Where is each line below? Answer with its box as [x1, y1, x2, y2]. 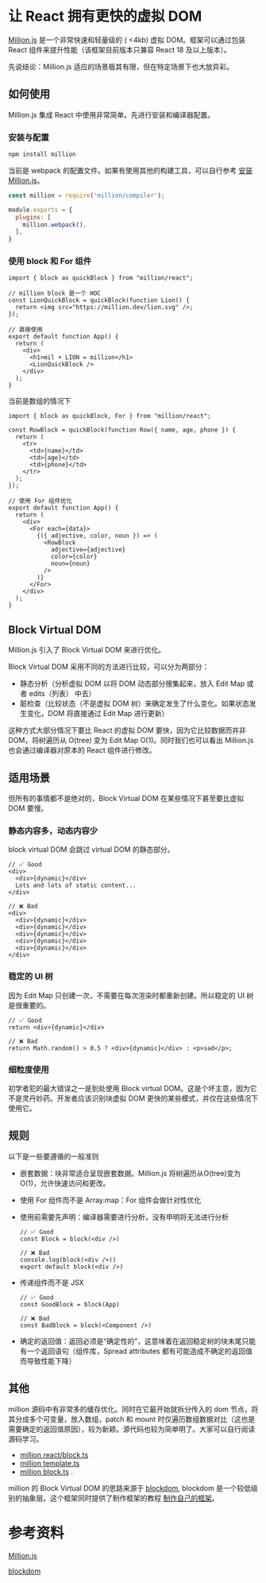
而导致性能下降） [19, 1356, 76, 1365]
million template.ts [19, 1458, 80, 1468]
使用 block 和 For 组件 [8, 256, 92, 267]
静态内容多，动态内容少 [8, 826, 98, 837]
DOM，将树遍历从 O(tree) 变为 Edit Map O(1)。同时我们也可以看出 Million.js [8, 736, 254, 745]
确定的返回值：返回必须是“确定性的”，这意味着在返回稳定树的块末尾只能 [19, 1336, 256, 1345]
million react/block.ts [19, 1449, 89, 1459]
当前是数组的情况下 [8, 397, 71, 406]
